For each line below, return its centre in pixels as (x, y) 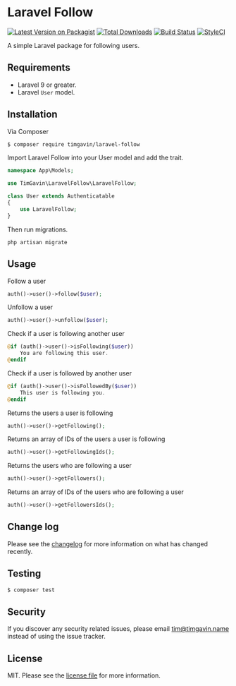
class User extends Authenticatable (61, 196)
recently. (20, 551)
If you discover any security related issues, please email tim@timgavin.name (118, 629)
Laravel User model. (46, 92)
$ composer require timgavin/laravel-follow (74, 144)
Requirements (39, 68)
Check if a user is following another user (66, 334)
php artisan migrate (38, 242)
